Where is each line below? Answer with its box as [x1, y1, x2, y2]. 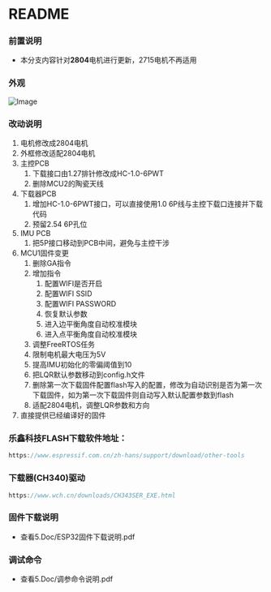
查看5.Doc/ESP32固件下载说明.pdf [19, 532, 135, 542]
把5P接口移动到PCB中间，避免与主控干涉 [32, 238, 170, 248]
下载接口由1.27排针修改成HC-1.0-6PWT [32, 169, 164, 178]
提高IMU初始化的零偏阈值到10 [32, 360, 132, 370]
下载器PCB [19, 189, 57, 199]
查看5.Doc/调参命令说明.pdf [19, 574, 114, 584]
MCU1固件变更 [19, 248, 69, 258]
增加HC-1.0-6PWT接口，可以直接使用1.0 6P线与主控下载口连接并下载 [32, 199, 264, 209]
